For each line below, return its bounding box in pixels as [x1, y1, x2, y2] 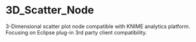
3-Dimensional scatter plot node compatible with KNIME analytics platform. [5, 23, 191, 30]
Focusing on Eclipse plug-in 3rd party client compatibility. [5, 29, 147, 36]
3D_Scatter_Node [5, 3, 94, 17]
